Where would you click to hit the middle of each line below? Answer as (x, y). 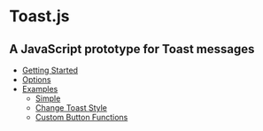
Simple (48, 98)
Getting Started (50, 70)
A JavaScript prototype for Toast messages (132, 49)
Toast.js (39, 16)
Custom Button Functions (81, 117)
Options (36, 80)
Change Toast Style (71, 108)
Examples (40, 89)
